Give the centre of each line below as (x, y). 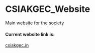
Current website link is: (30, 34)
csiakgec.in (17, 45)
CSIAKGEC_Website (48, 9)
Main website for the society (35, 23)
